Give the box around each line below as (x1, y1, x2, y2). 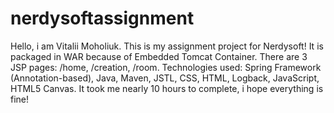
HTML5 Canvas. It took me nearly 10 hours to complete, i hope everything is (10, 82, 324, 94)
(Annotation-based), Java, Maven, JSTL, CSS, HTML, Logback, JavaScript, (10, 72, 320, 84)
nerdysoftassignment (10, 7, 195, 30)
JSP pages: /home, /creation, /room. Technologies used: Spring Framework (10, 61, 322, 73)
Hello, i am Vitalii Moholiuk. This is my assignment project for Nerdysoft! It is (10, 40, 324, 52)
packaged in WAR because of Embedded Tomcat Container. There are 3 (10, 50, 308, 62)
